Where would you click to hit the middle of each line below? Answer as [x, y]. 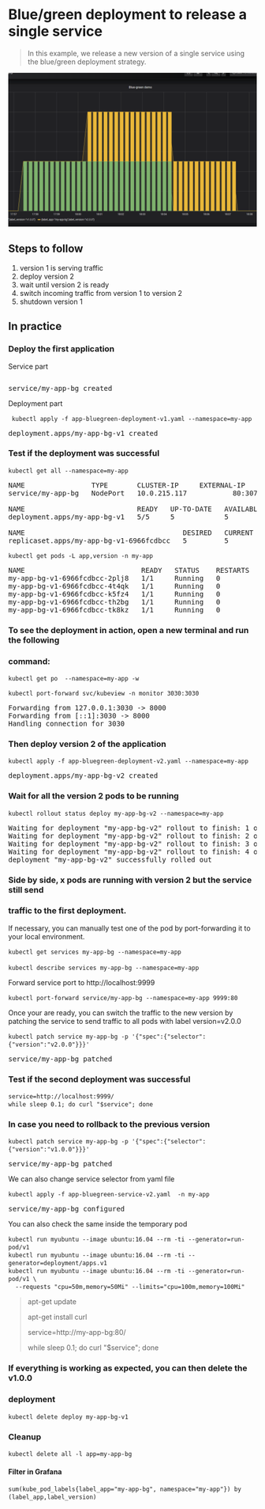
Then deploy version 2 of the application [88, 744]
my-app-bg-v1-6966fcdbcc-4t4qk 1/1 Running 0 [114, 586]
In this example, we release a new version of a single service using [136, 53]
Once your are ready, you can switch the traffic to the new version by [121, 1012]
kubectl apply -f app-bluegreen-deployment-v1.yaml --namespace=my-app [132, 419]
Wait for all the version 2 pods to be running [93, 796]
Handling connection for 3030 [67, 724]
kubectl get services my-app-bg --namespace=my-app [95, 952]
